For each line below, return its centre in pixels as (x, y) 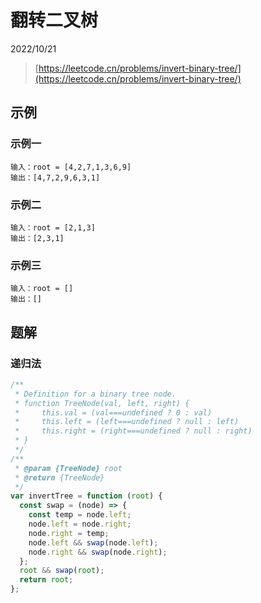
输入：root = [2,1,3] (53, 227)
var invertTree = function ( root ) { (86, 496)
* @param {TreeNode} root (68, 468)
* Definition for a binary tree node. (95, 394)
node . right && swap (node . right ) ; (98, 552)
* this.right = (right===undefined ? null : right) (133, 431)
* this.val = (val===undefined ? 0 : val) (113, 412)
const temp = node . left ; (80, 515)
